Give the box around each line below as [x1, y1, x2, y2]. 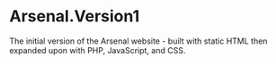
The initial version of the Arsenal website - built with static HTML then [9, 36, 268, 46]
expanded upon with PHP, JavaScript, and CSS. [9, 44, 186, 55]
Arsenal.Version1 [9, 6, 140, 27]
